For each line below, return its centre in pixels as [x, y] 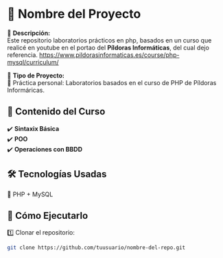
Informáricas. [26, 90]
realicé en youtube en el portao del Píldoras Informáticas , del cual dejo [108, 47]
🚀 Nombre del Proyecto [74, 14]
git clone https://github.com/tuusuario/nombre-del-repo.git [96, 248]
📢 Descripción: [29, 33]
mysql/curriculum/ [33, 62]
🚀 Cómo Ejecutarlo [48, 215]
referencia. [22, 55]
